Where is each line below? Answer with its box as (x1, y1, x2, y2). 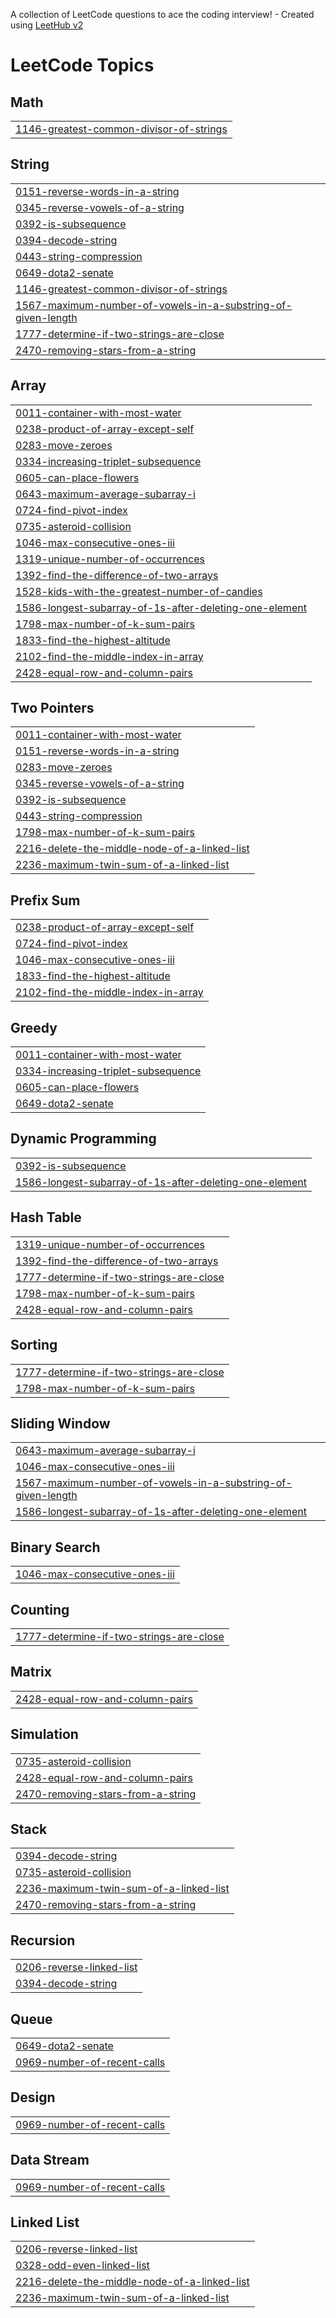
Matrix (10, 1664, 52, 1681)
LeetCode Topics (10, 54, 155, 77)
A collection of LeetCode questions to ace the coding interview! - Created (10, 9, 315, 20)
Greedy (10, 1019, 58, 1036)
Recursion (10, 1932, 76, 1949)
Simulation (10, 1726, 79, 1743)
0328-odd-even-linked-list (15, 2259, 150, 2273)
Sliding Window (10, 1415, 111, 1432)
